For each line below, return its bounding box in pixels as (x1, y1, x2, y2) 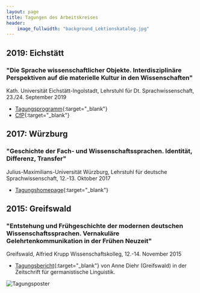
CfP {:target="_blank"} (14, 111, 70, 119)
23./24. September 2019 (6, 93, 67, 100)
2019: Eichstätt (6, 48, 64, 58)
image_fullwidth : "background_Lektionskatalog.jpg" (17, 25, 149, 32)
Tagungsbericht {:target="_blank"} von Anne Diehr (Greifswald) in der (14, 262, 187, 270)
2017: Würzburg (6, 129, 68, 139)
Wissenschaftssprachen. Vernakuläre (6, 229, 120, 238)
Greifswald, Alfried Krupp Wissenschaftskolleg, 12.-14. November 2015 (6, 250, 182, 258)
